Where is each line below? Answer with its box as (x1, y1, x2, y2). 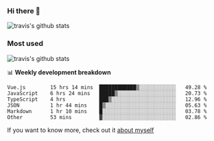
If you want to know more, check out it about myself (7, 126, 154, 134)
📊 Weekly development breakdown (7, 68, 111, 76)
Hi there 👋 (7, 6, 41, 16)
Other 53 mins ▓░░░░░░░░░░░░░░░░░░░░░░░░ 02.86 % (7, 114, 207, 120)
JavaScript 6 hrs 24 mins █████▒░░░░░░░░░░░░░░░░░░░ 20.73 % (7, 90, 207, 97)
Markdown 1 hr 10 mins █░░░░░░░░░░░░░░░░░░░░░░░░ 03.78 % (7, 107, 207, 115)
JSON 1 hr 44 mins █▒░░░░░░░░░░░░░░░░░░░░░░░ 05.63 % (7, 102, 207, 109)
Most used (7, 39, 43, 49)
